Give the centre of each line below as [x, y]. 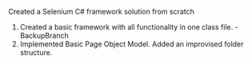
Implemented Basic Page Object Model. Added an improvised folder [132, 44]
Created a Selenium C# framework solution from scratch [101, 12]
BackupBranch [44, 36]
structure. [36, 52]
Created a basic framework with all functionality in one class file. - [129, 27]
